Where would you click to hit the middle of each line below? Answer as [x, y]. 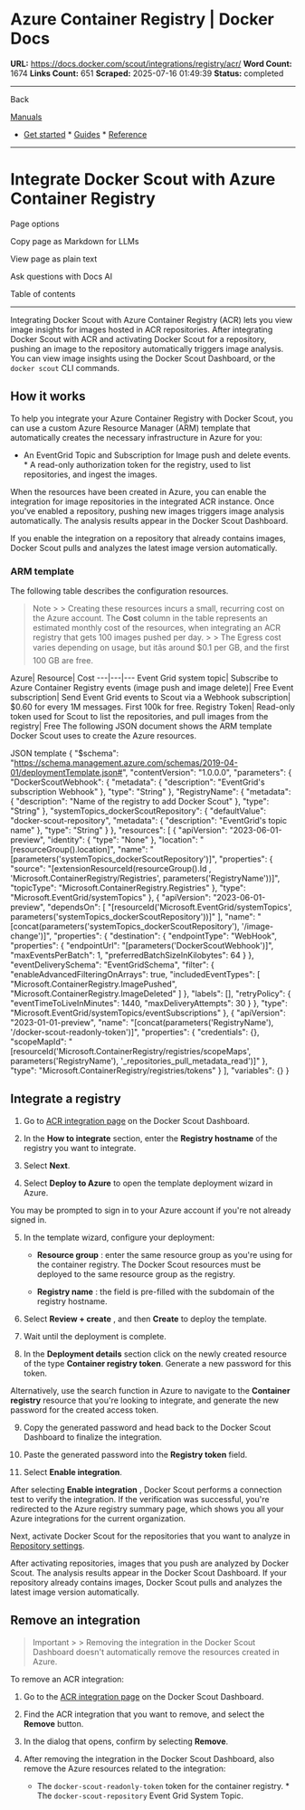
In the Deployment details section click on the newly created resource [155, 1354]
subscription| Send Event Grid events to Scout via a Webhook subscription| [151, 697]
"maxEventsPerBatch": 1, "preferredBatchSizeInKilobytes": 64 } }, [132, 955]
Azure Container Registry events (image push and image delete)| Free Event [152, 687]
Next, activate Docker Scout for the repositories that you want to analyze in [150, 1536]
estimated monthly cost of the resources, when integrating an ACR [157, 627]
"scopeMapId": [38, 1042]
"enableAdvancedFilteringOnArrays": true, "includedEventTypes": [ [135, 974]
